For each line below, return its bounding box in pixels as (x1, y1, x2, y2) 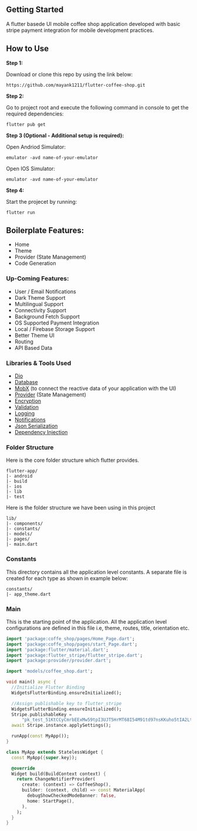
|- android (6, 474, 33, 479)
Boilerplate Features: (6, 226, 84, 236)
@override (11, 765, 35, 771)
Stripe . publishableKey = (11, 711, 72, 717)
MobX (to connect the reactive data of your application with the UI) (14, 385, 176, 392)
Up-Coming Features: (6, 274, 69, 283)
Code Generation (14, 260, 56, 267)
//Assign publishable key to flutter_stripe (11, 700, 122, 706)
